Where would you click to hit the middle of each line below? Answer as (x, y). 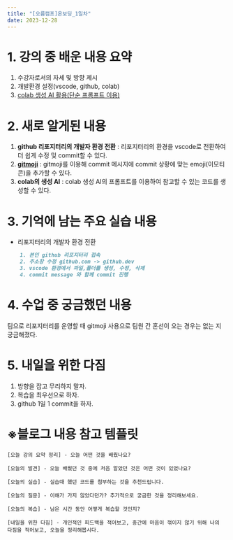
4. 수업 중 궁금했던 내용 (69, 305)
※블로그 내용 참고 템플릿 (73, 434)
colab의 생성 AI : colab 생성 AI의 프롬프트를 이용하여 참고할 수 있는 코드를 (118, 182)
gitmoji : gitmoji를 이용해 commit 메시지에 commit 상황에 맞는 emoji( (112, 164)
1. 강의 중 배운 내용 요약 (70, 57)
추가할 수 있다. (52, 173)
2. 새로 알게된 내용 (57, 126)
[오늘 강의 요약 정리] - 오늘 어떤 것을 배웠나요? (69, 455)
